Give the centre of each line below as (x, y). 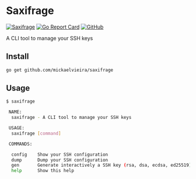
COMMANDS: (20, 144)
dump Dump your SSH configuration (60, 160)
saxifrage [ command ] (36, 133)
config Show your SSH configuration (60, 155)
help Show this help (43, 171)
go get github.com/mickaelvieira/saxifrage (60, 70)
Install (17, 57)
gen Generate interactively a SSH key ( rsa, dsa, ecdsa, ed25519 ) (101, 165)
